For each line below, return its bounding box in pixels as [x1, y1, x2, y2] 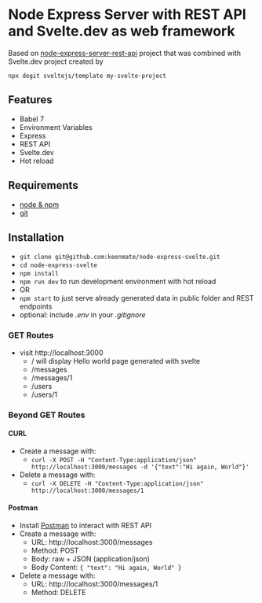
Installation [8, 231, 64, 244]
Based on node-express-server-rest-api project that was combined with [8, 48, 242, 57]
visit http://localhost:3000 [19, 348, 104, 357]
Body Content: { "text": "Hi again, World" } [31, 563, 182, 572]
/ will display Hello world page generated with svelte [31, 356, 201, 365]
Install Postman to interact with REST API [19, 521, 152, 530]
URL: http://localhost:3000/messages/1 [31, 579, 158, 588]
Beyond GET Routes [8, 409, 86, 420]
